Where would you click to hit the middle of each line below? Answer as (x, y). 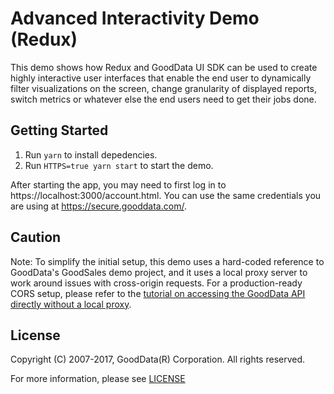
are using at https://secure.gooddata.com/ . (98, 206)
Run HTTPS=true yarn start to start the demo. (119, 165)
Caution (36, 237)
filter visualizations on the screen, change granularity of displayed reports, (164, 88)
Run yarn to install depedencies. (91, 154)
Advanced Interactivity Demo (135, 18)
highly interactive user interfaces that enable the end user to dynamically (161, 78)
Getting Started (59, 130)
